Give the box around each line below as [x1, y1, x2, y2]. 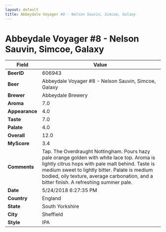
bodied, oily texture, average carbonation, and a [41, 173, 153, 180]
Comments [7, 163, 35, 170]
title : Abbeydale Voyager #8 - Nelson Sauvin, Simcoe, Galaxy [5, 12, 136, 17]
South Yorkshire [41, 203, 80, 210]
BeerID [7, 70, 24, 77]
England [41, 195, 61, 202]
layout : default [5, 7, 39, 12]
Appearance [7, 108, 38, 115]
